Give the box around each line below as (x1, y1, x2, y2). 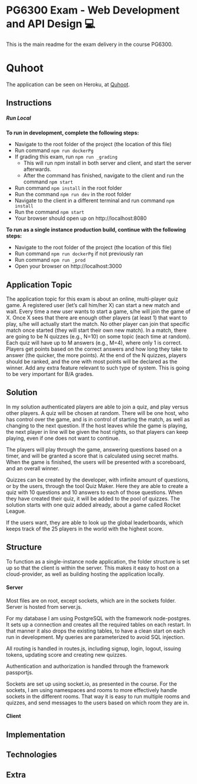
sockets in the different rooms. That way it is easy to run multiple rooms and (6, 693, 191, 700)
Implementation (6, 729, 66, 740)
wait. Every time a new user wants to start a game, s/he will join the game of (6, 308, 191, 315)
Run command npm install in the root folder (14, 185, 122, 192)
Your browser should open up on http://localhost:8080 (14, 215, 147, 222)
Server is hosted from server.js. (6, 603, 82, 610)
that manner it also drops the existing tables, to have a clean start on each (6, 627, 185, 634)
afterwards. (23, 166, 52, 173)
